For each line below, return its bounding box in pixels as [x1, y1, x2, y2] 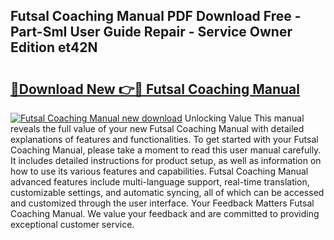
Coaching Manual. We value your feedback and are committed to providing [10, 208, 320, 219]
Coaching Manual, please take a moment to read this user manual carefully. [10, 144, 322, 156]
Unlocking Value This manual [184, 112, 305, 124]
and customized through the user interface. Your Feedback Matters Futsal [10, 197, 315, 209]
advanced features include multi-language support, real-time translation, [10, 176, 310, 188]
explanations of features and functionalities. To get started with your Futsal [10, 134, 319, 145]
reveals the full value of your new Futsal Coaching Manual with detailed [10, 123, 305, 134]
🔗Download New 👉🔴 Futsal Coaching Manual [10, 80, 300, 98]
